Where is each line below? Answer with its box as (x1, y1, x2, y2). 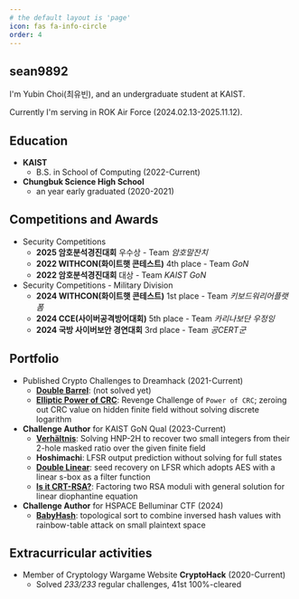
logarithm (35, 414, 72, 424)
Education (9, 133, 69, 148)
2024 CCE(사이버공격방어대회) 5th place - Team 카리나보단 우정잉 (35, 313, 276, 324)
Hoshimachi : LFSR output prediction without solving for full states (35, 452, 283, 462)
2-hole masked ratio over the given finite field (35, 442, 206, 453)
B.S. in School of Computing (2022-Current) (35, 166, 201, 177)
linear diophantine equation (35, 490, 138, 501)
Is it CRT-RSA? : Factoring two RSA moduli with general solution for (35, 480, 285, 491)
